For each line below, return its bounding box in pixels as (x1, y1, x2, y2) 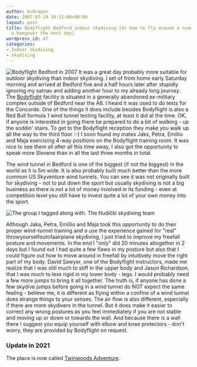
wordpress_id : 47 (6, 36, 49, 42)
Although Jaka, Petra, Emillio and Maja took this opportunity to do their (6, 220, 177, 227)
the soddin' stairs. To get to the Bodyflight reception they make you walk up (6, 124, 189, 131)
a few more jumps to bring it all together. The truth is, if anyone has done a (6, 277, 186, 284)
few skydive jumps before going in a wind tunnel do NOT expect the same (6, 283, 185, 290)
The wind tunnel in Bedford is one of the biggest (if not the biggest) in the (6, 161, 184, 168)
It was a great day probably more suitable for (78, 68, 188, 75)
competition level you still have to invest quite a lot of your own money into (6, 192, 186, 199)
